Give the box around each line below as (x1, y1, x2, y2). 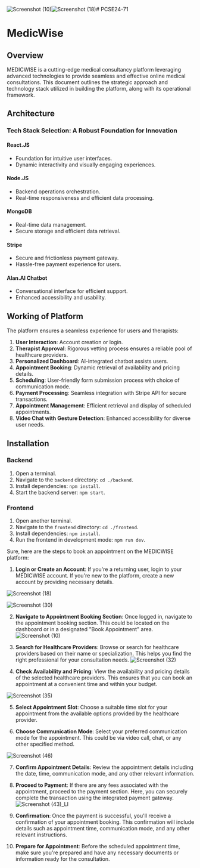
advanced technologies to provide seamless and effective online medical (7, 72, 186, 79)
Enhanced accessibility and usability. (15, 294, 107, 301)
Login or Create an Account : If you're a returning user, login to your (15, 566, 182, 573)
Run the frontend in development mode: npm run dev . (15, 536, 146, 543)
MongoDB (7, 208, 32, 215)
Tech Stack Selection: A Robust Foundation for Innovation (7, 126, 177, 135)
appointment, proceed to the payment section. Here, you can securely (15, 788, 188, 795)
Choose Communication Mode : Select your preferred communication (15, 728, 187, 735)
